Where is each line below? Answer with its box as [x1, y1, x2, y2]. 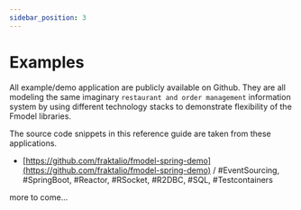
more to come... [9, 191, 68, 203]
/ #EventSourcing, [213, 164, 280, 176]
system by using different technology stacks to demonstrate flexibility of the [9, 101, 293, 112]
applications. [9, 137, 57, 149]
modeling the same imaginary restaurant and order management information [9, 91, 291, 102]
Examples [9, 51, 85, 72]
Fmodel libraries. [9, 110, 72, 122]
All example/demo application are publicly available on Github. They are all [9, 82, 287, 93]
